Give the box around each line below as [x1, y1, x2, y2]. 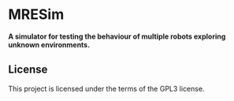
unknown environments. [8, 39, 91, 49]
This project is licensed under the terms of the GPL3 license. [8, 84, 205, 93]
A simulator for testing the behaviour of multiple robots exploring [8, 32, 226, 41]
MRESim [8, 6, 65, 24]
